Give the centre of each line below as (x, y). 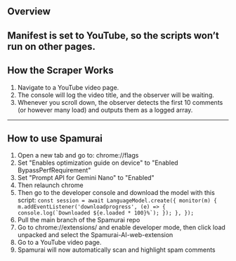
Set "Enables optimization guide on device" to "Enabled (98, 163)
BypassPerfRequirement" (54, 170)
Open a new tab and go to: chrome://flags (78, 155)
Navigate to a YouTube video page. (68, 87)
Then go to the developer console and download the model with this (116, 193)
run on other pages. (52, 46)
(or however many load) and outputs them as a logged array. (105, 110)
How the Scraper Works (60, 71)
